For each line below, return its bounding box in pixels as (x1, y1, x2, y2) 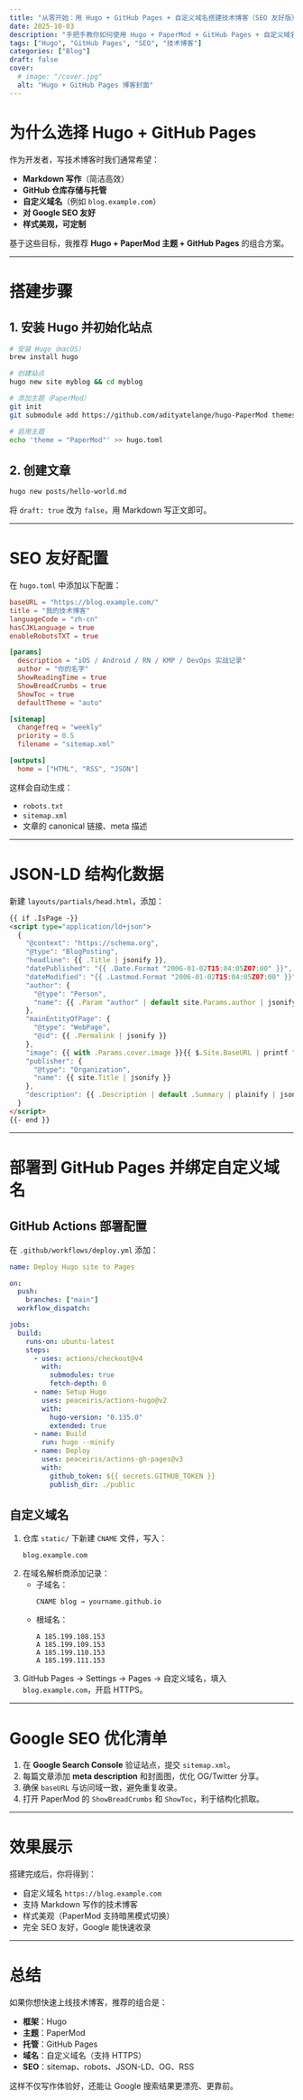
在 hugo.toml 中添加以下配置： (9, 580, 122, 591)
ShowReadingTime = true (17, 673, 106, 683)
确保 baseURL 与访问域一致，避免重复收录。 (22, 1783, 182, 1793)
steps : (25, 1345, 50, 1355)
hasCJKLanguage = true (9, 623, 95, 632)
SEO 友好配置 (9, 548, 109, 569)
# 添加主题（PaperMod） (9, 394, 90, 403)
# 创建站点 (9, 369, 45, 378)
